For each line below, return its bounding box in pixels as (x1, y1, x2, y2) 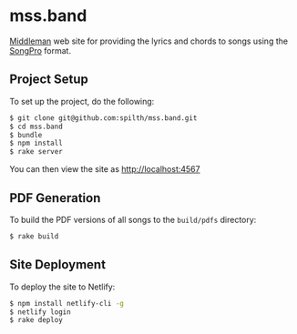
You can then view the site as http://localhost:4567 (9, 164, 200, 175)
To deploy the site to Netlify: (9, 281, 116, 292)
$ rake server (9, 147, 64, 157)
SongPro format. (9, 45, 71, 56)
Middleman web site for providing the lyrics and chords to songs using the (9, 35, 289, 46)
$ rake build (9, 231, 59, 241)
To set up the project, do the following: (9, 96, 155, 106)
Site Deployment (9, 257, 107, 273)
